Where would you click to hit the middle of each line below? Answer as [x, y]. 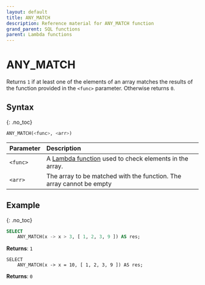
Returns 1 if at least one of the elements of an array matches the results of [100, 82]
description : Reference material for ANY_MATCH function [80, 23]
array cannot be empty [79, 184]
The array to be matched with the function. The [114, 176]
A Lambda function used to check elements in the [117, 158]
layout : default [27, 12]
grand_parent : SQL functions [43, 29]
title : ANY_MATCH [28, 18]
